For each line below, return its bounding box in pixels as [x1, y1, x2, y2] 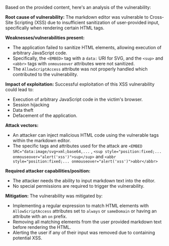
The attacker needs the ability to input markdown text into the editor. [12, 178, 156, 184]
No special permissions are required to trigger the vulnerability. [12, 183, 145, 189]
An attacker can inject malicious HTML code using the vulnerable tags [12, 132, 159, 138]
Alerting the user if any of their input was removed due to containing [12, 230, 155, 235]
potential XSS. [12, 235, 43, 241]
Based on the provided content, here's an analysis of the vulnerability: [5, 5, 151, 10]
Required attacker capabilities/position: [5, 168, 91, 174]
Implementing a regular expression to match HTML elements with [12, 202, 149, 209]
